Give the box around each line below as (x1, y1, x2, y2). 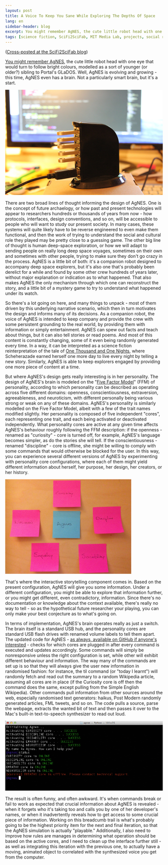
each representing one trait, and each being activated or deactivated (5, 416, 147, 422)
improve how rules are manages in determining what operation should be (5, 833, 156, 839)
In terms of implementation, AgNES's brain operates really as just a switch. (5, 621, 159, 627)
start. (5, 80, 16, 86)
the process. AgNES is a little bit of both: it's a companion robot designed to (5, 258, 161, 264)
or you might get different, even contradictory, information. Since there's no (5, 595, 161, 601)
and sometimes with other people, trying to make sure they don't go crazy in (5, 253, 163, 259)
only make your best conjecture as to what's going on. (5, 611, 117, 617)
